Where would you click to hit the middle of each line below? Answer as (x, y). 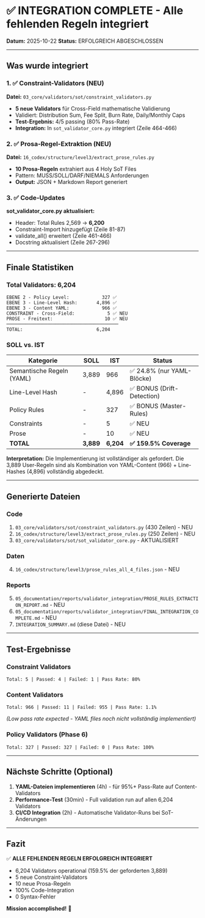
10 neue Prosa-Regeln (43, 884)
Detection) (145, 396)
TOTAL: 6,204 (59, 329)
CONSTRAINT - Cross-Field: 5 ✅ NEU (67, 313)
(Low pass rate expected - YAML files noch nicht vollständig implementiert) (101, 719)
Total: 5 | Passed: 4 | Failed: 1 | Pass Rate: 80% (73, 680)
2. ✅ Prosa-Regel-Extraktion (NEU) (59, 144)
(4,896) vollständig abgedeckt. (65, 472)
